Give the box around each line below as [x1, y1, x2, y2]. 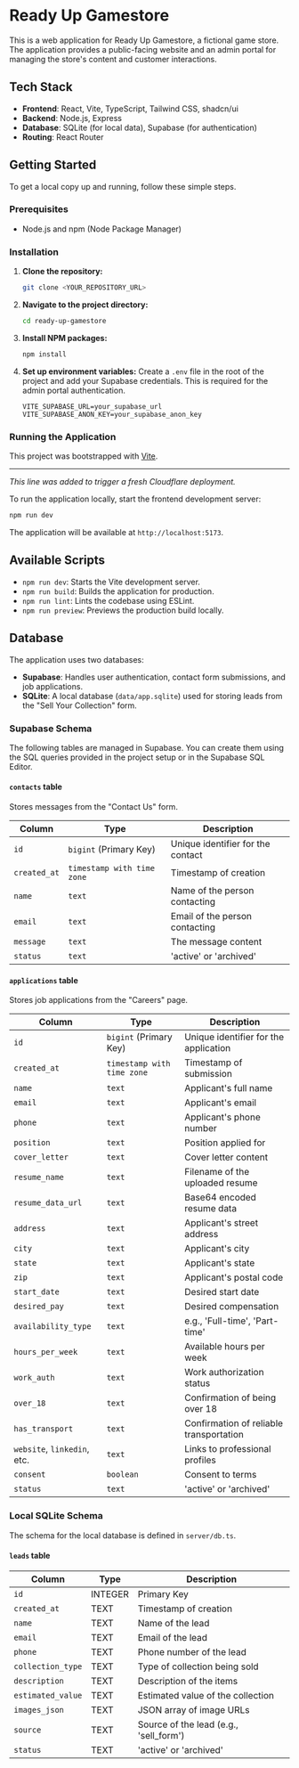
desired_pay [13, 1301, 65, 1312]
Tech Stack [9, 79, 73, 94]
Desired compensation [183, 1300, 279, 1313]
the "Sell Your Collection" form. [21, 700, 138, 711]
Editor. [9, 761, 33, 771]
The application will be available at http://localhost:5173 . [9, 526, 224, 537]
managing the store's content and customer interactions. [9, 53, 218, 64]
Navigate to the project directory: [21, 299, 149, 310]
